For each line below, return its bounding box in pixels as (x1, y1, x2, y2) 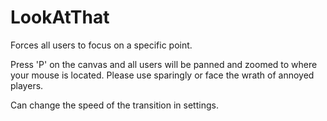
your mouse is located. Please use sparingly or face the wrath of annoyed (10, 69, 315, 81)
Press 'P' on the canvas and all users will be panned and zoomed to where (10, 58, 318, 70)
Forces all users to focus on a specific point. (10, 39, 193, 51)
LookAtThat (10, 6, 110, 29)
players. (10, 79, 44, 91)
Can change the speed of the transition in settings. (10, 99, 219, 111)
